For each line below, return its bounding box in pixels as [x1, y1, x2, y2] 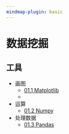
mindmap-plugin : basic [6, 8, 63, 15]
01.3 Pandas [23, 121, 55, 128]
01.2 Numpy [23, 107, 54, 114]
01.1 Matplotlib [23, 86, 59, 94]
